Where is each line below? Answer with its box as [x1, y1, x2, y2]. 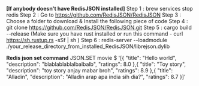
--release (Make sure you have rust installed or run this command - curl [6, 30, 183, 37]
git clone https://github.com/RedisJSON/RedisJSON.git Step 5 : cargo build [6, 24, 192, 31]
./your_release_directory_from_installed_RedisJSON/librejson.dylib [6, 43, 170, 50]
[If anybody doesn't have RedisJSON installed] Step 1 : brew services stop [6, 5, 193, 12]
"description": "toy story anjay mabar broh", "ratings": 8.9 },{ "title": [6, 67, 173, 74]
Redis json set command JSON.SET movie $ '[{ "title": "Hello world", [6, 55, 177, 61]
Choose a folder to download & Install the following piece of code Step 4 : [6, 18, 188, 24]
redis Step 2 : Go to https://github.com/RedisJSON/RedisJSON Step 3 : [6, 11, 182, 18]
